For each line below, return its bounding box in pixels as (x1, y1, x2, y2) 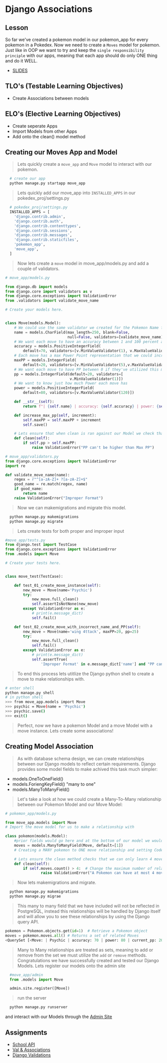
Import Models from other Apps (12, 128, 77, 134)
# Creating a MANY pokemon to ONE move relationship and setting (14, 847, 153, 852)
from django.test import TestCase (5, 542, 77, 547)
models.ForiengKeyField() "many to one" (12, 781, 96, 787)
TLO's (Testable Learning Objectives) (5, 82, 123, 90)
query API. (17, 919, 39, 925)
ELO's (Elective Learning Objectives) (5, 110, 121, 118)
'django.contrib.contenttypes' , (14, 223, 81, 228)
